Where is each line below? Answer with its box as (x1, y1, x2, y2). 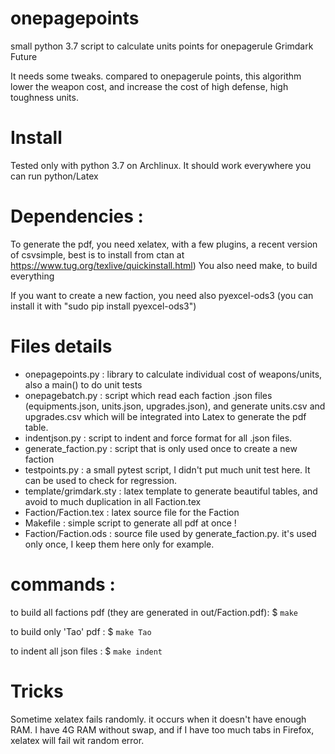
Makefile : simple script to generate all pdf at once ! (24, 517, 237, 529)
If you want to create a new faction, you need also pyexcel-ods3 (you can (10, 289, 314, 301)
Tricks (10, 680, 64, 702)
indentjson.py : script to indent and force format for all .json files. (24, 432, 293, 444)
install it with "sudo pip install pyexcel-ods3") (10, 300, 197, 312)
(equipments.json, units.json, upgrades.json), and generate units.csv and (24, 400, 326, 412)
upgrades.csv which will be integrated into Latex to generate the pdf (24, 410, 307, 422)
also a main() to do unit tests (24, 378, 143, 391)
